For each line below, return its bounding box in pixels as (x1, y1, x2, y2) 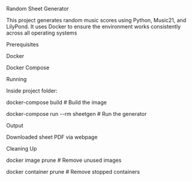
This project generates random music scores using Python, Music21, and (6, 17, 187, 23)
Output (6, 122, 23, 129)
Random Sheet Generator (6, 5, 69, 12)
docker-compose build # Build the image (6, 99, 107, 106)
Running (6, 76, 27, 82)
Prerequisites (6, 41, 39, 48)
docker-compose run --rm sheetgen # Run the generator (6, 111, 147, 117)
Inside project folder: (6, 87, 58, 94)
